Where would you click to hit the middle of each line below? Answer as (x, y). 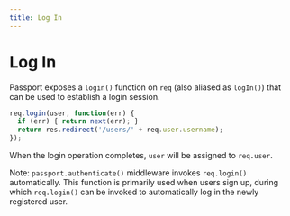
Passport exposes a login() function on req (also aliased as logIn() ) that (145, 87)
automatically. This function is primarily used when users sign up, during (144, 183)
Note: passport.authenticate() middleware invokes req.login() (128, 173)
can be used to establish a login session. (85, 96)
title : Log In (36, 18)
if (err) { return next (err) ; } (78, 121)
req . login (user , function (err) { (72, 113)
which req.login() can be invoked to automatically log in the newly (134, 192)
